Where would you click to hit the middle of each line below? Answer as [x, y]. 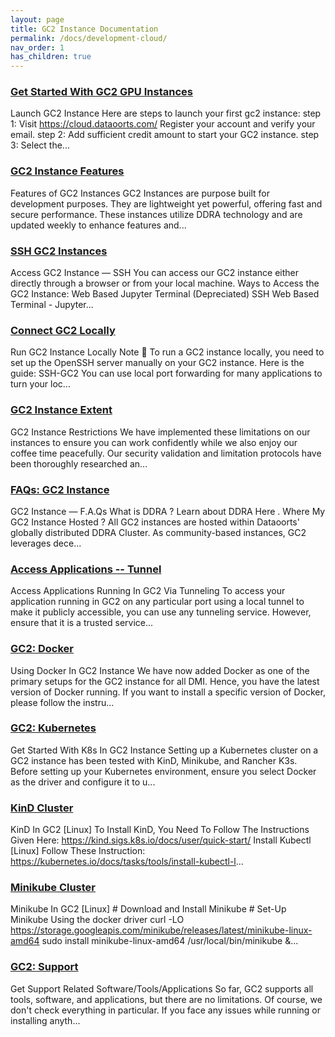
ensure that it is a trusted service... [82, 623]
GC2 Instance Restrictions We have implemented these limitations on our [160, 432]
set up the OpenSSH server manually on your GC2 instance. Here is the [157, 363]
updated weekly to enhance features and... [98, 225]
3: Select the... [40, 145]
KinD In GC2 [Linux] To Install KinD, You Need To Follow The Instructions [160, 830]
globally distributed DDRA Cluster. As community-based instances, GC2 [158, 532]
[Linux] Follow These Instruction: [78, 851]
